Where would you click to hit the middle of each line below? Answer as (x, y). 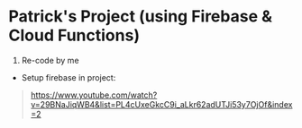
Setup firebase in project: (69, 77)
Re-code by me (50, 60)
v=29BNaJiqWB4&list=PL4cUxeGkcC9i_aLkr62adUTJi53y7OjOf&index (161, 104)
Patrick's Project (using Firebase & (140, 17)
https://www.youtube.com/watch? (94, 95)
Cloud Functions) (74, 35)
